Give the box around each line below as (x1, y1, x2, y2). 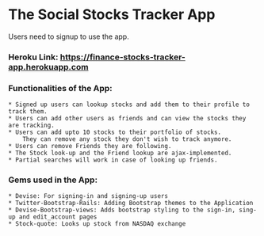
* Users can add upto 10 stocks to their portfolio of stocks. (8, 128, 222, 136)
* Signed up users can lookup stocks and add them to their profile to (8, 101, 250, 108)
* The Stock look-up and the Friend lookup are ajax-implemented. (8, 149, 232, 158)
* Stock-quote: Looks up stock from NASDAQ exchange (8, 220, 186, 228)
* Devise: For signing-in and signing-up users (8, 192, 169, 200)
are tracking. (8, 121, 55, 130)
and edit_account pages (18, 213, 98, 221)
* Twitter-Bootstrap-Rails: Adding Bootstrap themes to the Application (8, 200, 254, 207)
